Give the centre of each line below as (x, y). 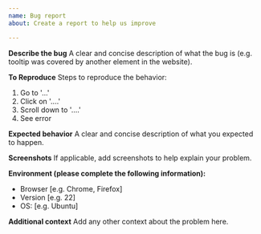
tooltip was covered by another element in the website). (100, 62)
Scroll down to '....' (51, 110)
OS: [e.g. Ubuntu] (49, 206)
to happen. (26, 142)
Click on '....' (40, 101)
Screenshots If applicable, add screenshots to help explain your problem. (130, 158)
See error (36, 118)
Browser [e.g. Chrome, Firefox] (71, 188)
